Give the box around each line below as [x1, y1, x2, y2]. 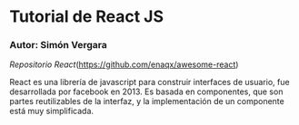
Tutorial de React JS [9, 6, 164, 27]
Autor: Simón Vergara [9, 39, 107, 52]
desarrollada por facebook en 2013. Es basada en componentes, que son [9, 86, 284, 97]
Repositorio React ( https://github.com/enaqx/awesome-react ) [9, 59, 239, 70]
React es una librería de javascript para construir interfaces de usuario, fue [9, 77, 290, 88]
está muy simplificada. [9, 106, 94, 117]
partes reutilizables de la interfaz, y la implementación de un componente [9, 96, 284, 107]
